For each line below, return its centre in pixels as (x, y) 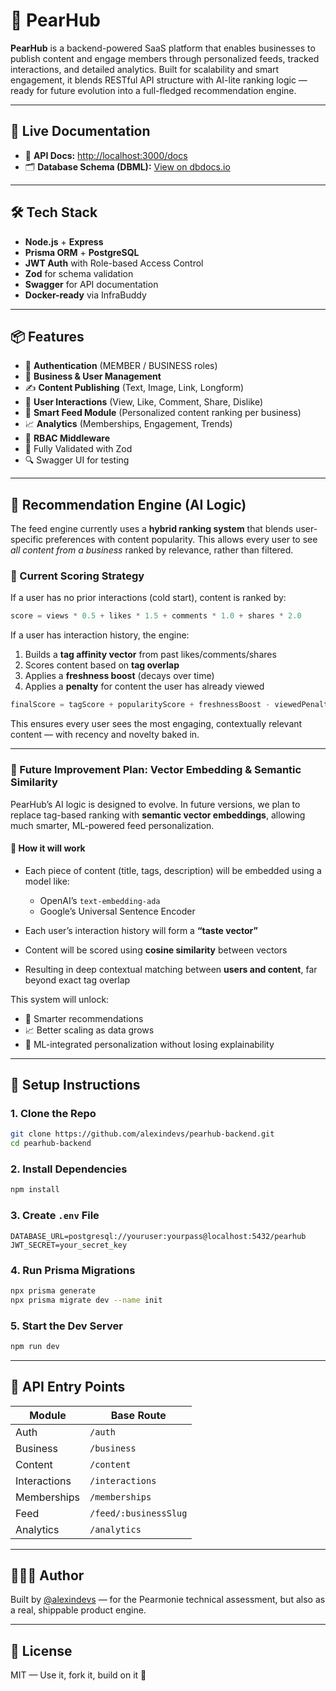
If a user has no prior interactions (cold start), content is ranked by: (148, 598)
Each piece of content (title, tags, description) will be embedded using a (173, 870)
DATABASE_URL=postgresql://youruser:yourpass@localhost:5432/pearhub (158, 1236)
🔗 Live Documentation (80, 131)
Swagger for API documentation (91, 284)
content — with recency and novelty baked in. (105, 735)
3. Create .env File (55, 1216)
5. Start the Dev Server (66, 1326)
